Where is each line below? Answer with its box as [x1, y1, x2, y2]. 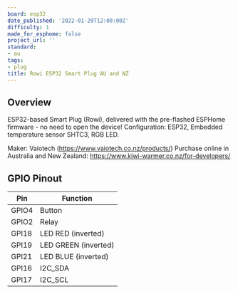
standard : [7, 43, 37, 51]
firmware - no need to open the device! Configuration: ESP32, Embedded [7, 122, 223, 132]
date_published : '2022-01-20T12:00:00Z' [7, 17, 130, 24]
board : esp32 [7, 10, 46, 18]
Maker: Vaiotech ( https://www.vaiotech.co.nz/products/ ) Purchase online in [7, 144, 229, 153]
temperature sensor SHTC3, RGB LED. [7, 130, 120, 139]
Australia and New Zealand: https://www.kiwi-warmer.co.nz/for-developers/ [7, 152, 231, 160]
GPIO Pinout [7, 172, 63, 184]
